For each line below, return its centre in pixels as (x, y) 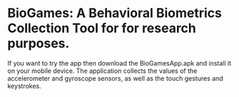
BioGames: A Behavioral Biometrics (115, 13)
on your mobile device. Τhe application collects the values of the (102, 71)
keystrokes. (24, 86)
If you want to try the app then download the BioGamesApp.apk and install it (119, 63)
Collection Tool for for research (102, 28)
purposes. (39, 44)
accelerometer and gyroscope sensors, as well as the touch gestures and (115, 78)
